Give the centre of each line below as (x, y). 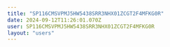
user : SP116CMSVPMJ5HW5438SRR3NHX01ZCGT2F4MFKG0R (81, 26)
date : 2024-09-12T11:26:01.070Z (54, 20)
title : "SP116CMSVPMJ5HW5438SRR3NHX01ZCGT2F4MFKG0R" (86, 13)
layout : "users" (31, 33)
